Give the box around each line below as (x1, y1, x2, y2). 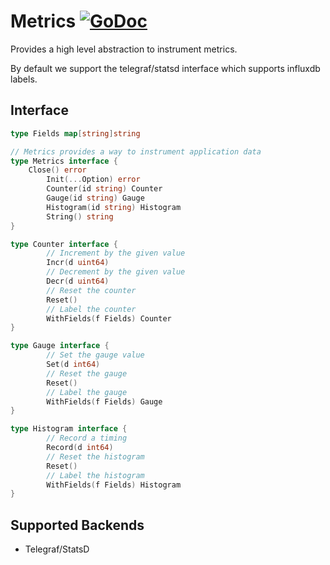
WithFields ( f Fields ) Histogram (46, 480, 182, 490)
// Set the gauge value (46, 350, 145, 360)
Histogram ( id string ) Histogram (46, 202, 182, 212)
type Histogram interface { (10, 424, 128, 434)
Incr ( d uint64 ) (46, 258, 110, 268)
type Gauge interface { (10, 341, 110, 351)
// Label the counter (46, 304, 137, 314)
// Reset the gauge (46, 368, 128, 379)
